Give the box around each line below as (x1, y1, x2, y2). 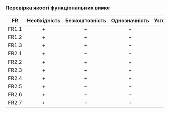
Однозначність (111, 17, 149, 24)
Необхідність (27, 17, 61, 24)
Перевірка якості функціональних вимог (5, 4, 111, 11)
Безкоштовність (65, 17, 107, 24)
